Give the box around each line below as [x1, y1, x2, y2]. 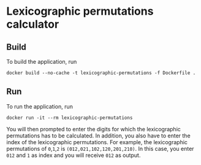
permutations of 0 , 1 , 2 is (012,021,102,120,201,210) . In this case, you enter [6, 145, 194, 152]
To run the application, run [6, 102, 74, 110]
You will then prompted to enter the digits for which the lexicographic [6, 125, 181, 132]
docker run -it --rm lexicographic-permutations [6, 115, 133, 121]
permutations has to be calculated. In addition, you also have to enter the [6, 132, 191, 139]
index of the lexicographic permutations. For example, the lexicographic [6, 138, 188, 145]
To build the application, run [6, 58, 77, 65]
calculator [6, 17, 59, 31]
